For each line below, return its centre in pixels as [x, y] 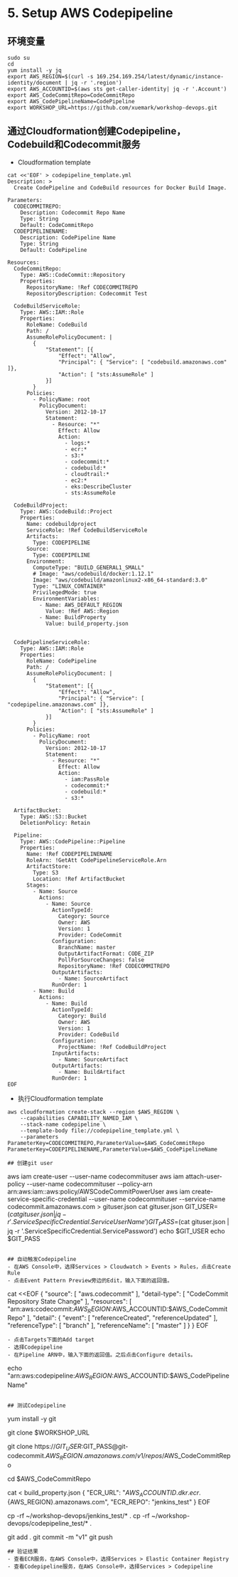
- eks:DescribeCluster [98, 486]
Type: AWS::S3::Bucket [54, 816]
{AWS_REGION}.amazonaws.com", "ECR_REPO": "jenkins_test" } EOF [109, 1502]
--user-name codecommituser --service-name [157, 1199]
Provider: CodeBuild [88, 1034]
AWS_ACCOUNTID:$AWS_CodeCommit [170, 1309]
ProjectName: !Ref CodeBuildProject [112, 1047]
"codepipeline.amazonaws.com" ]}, [59, 705]
